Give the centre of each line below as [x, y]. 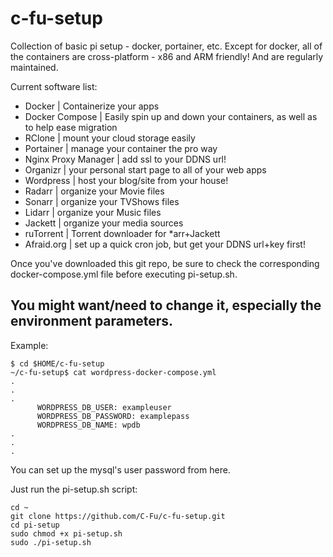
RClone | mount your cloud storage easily [110, 138]
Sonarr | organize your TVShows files [102, 201]
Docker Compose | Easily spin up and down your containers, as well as [171, 116]
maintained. [34, 67]
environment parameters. [91, 321]
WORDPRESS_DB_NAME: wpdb [88, 425]
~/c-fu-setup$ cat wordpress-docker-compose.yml [113, 372]
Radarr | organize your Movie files [94, 191]
